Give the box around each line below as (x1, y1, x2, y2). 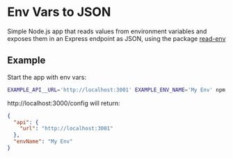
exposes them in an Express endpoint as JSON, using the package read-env (7, 34, 226, 42)
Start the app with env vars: (7, 73, 87, 81)
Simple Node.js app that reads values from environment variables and (7, 27, 207, 35)
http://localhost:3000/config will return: (7, 98, 120, 107)
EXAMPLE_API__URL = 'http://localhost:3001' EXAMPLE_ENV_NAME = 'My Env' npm (7, 86, 226, 94)
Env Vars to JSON (7, 4, 111, 20)
